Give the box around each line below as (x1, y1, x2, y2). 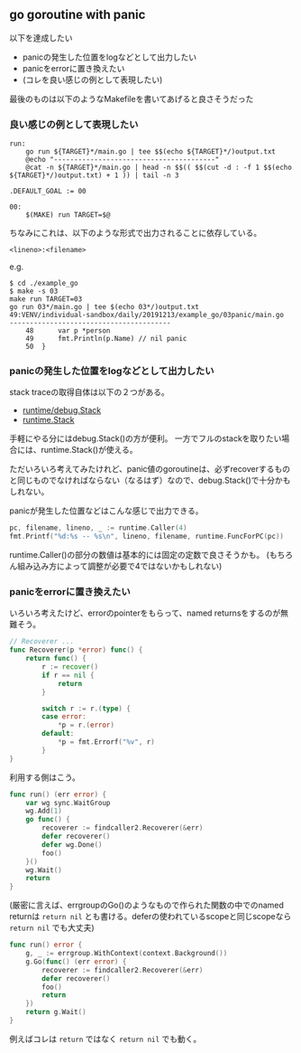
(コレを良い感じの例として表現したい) (22, 74, 163, 85)
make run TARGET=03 (9, 295, 83, 304)
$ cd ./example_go (9, 279, 78, 288)
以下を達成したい (9, 32, 73, 43)
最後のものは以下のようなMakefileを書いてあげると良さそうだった (9, 93, 254, 104)
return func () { (25, 654, 87, 663)
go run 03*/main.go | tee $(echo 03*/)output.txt (9, 303, 200, 312)
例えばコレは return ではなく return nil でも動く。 (9, 1033, 202, 1044)
